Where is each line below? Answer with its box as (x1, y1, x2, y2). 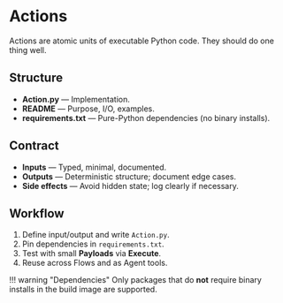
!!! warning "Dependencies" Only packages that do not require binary (9, 275, 263, 285)
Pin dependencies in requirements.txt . (21, 239, 165, 249)
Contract (9, 139, 59, 154)
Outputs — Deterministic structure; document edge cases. (21, 170, 237, 182)
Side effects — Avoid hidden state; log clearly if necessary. (21, 180, 239, 191)
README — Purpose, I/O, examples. (21, 103, 155, 114)
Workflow (9, 206, 65, 221)
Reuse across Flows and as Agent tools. (21, 258, 168, 269)
